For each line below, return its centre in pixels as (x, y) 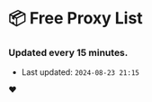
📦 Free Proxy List (76, 19)
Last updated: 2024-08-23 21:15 (80, 72)
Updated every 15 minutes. (68, 53)
